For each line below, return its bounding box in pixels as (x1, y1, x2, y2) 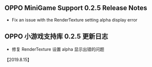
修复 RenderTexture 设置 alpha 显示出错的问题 (11, 46, 105, 52)
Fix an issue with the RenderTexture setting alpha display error (11, 17, 138, 22)
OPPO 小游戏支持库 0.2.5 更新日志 (4, 32, 109, 41)
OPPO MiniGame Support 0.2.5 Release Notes (4, 4, 148, 12)
